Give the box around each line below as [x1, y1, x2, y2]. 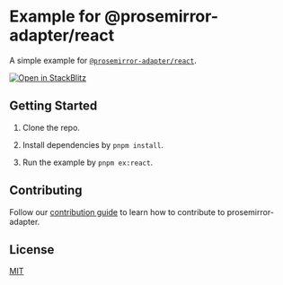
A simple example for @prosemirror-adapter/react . [9, 55, 197, 65]
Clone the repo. [22, 122, 81, 133]
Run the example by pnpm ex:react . [22, 157, 154, 168]
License [9, 242, 55, 257]
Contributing [9, 183, 83, 198]
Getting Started [9, 99, 98, 114]
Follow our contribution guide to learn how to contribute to [9, 206, 226, 217]
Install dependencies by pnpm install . [22, 139, 164, 150]
